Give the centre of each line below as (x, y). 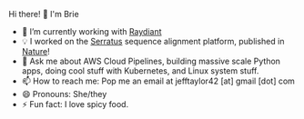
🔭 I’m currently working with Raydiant (91, 31)
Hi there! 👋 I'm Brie (44, 14)
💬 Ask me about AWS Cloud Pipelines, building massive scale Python (151, 61)
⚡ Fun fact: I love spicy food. (75, 104)
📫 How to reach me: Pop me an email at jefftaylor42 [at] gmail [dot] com (158, 81)
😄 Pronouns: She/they (64, 94)
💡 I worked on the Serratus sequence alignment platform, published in (153, 41)
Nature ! (36, 51)
